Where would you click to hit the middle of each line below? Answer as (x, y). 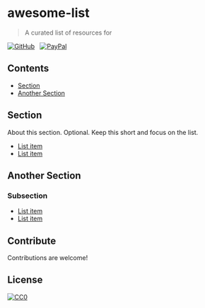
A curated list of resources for (68, 32)
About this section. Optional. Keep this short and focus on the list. (103, 132)
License (25, 280)
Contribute (32, 241)
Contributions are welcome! (48, 258)
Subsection (28, 196)
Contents (28, 69)
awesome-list (48, 13)
